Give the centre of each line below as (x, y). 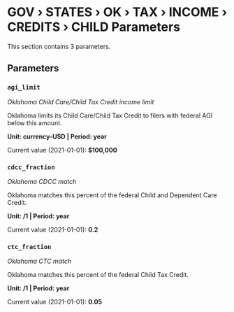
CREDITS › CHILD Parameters (94, 27)
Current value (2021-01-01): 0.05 (55, 302)
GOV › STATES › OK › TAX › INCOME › (117, 12)
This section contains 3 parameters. (59, 46)
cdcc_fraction (31, 167)
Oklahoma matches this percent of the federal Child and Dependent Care (112, 195)
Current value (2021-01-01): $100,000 (62, 150)
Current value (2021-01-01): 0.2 (53, 229)
